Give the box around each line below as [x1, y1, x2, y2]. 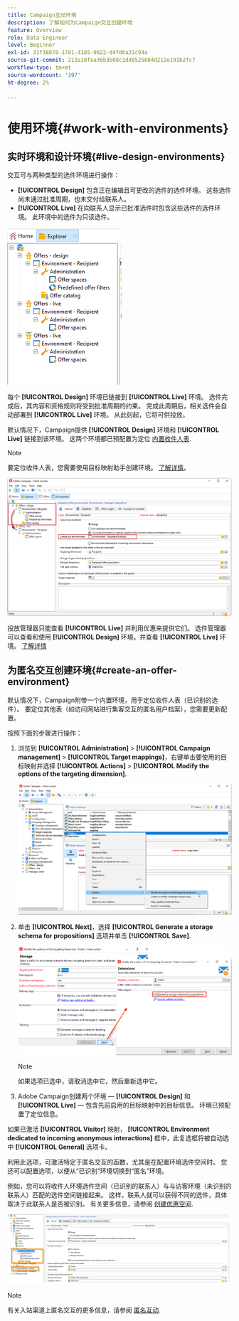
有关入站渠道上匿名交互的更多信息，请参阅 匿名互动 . [7, 1306, 161, 1315]
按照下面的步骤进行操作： [7, 728, 83, 737]
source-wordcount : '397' [7, 71, 81, 78]
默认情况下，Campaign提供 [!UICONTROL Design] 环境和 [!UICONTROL [7, 425, 219, 434]
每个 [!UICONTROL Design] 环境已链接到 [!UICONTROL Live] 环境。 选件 [7, 393, 222, 401]
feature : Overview [7, 26, 62, 33]
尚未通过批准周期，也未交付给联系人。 [17, 195, 130, 203]
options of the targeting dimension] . [17, 769, 127, 778]
